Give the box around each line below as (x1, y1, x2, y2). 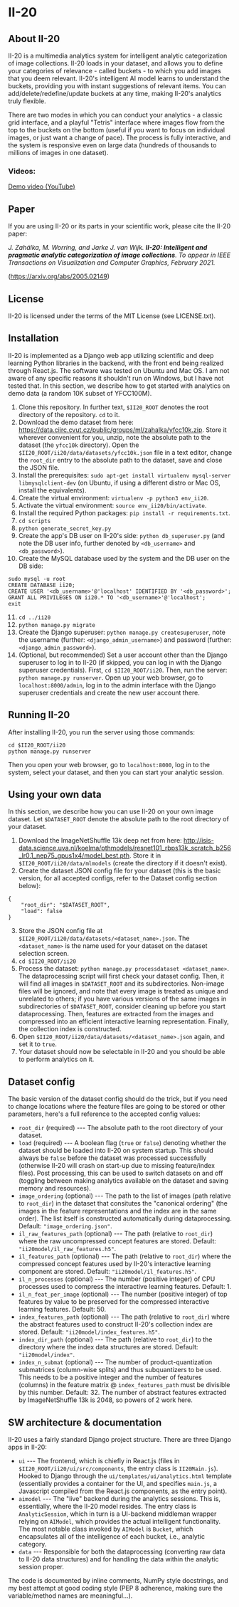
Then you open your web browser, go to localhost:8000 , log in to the (8, 760, 211, 769)
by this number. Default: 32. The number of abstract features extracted (18, 1389, 227, 1397)
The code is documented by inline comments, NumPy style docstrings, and (8, 1576, 228, 1584)
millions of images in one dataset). (8, 149, 109, 157)
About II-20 (8, 33, 60, 45)
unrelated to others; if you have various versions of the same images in (18, 994, 227, 1003)
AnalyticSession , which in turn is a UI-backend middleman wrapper (18, 1509, 217, 1518)
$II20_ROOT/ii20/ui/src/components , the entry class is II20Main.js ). (18, 1464, 218, 1472)
